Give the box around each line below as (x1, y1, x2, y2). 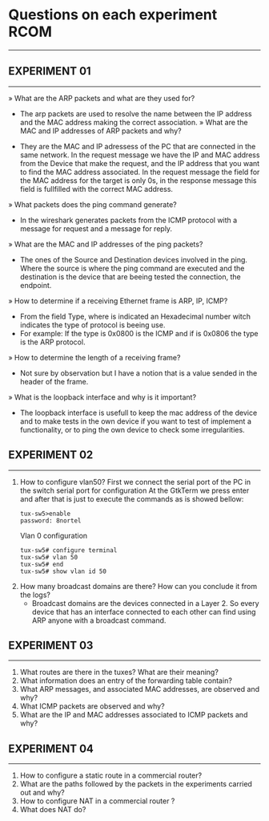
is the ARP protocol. (19, 337, 86, 347)
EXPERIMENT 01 (8, 64, 91, 78)
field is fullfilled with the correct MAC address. (19, 184, 174, 193)
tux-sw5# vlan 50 (19, 553, 78, 561)
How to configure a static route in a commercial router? (19, 770, 203, 780)
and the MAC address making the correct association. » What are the (19, 117, 248, 127)
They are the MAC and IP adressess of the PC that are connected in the (19, 141, 256, 151)
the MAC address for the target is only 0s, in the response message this (19, 175, 257, 185)
